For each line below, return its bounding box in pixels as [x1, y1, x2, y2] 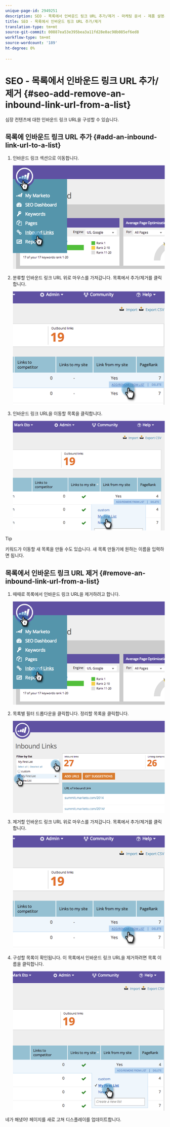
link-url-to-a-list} [5, 141, 61, 149]
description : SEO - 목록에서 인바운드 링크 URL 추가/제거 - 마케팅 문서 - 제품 [5, 13, 155, 19]
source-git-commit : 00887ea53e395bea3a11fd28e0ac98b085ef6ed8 [5, 29, 139, 35]
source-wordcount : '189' [5, 41, 58, 46]
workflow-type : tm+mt [5, 35, 51, 40]
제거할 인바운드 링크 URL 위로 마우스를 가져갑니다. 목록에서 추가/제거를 [12, 819, 153, 825]
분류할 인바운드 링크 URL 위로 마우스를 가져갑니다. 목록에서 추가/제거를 [12, 274, 153, 280]
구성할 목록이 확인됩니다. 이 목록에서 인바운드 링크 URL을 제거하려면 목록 [12, 954, 157, 960]
